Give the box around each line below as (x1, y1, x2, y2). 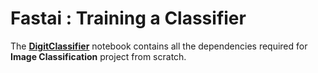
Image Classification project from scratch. (10, 50, 187, 62)
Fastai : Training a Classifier (10, 7, 247, 30)
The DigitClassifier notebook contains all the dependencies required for (10, 40, 308, 52)
